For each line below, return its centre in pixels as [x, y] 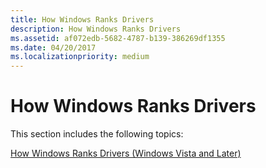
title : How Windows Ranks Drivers [82, 19]
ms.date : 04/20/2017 [53, 47]
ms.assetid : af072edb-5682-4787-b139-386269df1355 [118, 38]
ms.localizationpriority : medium [80, 57]
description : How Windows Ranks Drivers [96, 29]
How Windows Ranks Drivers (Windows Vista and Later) [126, 153]
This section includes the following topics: [97, 134]
